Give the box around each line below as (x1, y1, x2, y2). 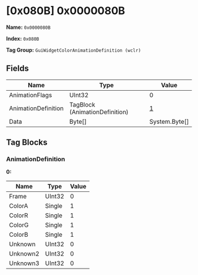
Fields (6, 64, 29, 74)
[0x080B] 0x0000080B (6, 4, 126, 18)
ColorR (9, 211, 28, 220)
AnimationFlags (9, 91, 52, 99)
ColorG (9, 221, 29, 229)
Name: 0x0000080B (6, 24, 51, 31)
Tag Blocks (6, 137, 48, 148)
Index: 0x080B (6, 35, 39, 42)
